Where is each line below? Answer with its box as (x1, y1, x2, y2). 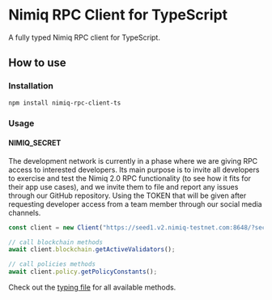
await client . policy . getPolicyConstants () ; (8, 268, 158, 276)
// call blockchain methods (8, 238, 104, 246)
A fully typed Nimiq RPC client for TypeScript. (8, 32, 160, 42)
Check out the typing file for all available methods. (8, 282, 176, 292)
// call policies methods (8, 260, 96, 268)
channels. (8, 208, 41, 217)
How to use (8, 56, 66, 70)
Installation (8, 80, 54, 92)
